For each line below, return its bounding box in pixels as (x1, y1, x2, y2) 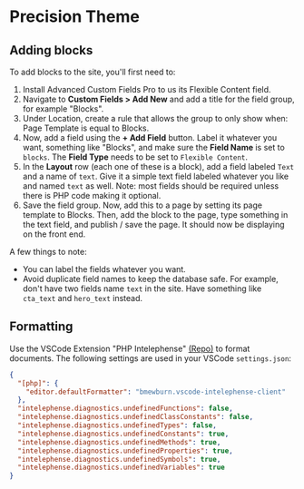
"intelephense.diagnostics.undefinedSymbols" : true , (17, 455, 221, 464)
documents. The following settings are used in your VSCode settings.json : (9, 352, 292, 364)
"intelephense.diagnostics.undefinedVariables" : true (17, 463, 225, 473)
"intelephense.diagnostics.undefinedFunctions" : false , (17, 404, 233, 414)
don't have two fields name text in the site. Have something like (22, 283, 262, 294)
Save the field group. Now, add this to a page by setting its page (22, 200, 263, 210)
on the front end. (22, 229, 86, 240)
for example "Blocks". (22, 103, 104, 114)
